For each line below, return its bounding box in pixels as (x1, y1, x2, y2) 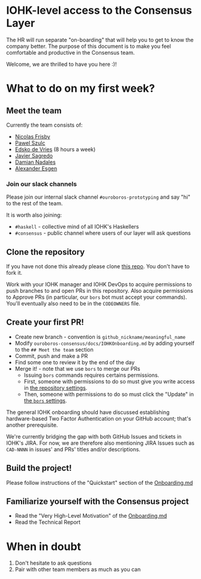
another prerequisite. (6, 421, 58, 428)
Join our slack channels (6, 179, 77, 188)
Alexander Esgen (14, 164, 58, 172)
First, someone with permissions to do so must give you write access (23, 377, 195, 385)
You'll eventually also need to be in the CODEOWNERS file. (6, 300, 141, 307)
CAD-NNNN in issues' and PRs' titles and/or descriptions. (6, 445, 141, 453)
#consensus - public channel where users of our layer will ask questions (14, 229, 191, 237)
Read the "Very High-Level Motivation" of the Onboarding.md (14, 512, 167, 520)
